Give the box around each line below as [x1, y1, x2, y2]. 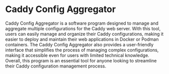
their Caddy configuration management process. [5, 63, 106, 69]
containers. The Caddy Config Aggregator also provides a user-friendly [5, 41, 154, 47]
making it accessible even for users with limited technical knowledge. [5, 52, 150, 58]
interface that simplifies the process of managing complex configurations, [5, 47, 159, 53]
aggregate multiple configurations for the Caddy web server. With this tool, [5, 25, 161, 31]
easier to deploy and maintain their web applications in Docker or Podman [5, 36, 159, 42]
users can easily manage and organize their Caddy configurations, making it [5, 31, 164, 37]
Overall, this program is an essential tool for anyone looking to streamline [5, 57, 157, 63]
